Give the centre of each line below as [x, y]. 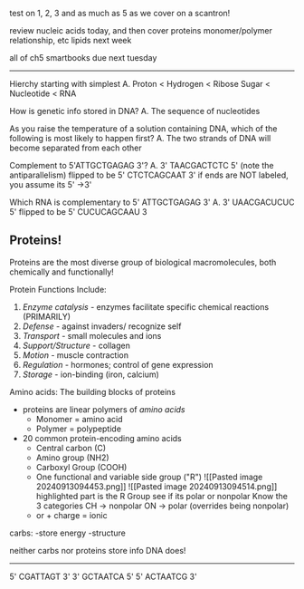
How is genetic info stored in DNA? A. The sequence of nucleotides [135, 111]
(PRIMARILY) [46, 316]
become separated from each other [76, 148]
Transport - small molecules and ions [92, 335]
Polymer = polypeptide [79, 429]
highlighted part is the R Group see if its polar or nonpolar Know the [161, 496]
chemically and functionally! [62, 272]
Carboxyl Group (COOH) [81, 467]
